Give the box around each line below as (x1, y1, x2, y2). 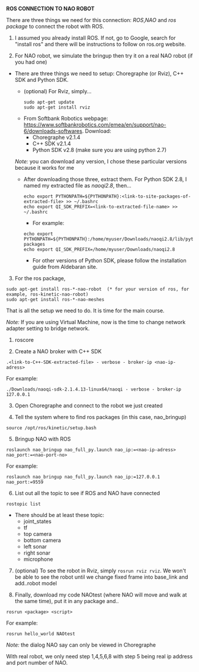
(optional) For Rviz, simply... (23, 88, 92, 94)
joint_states (23, 518, 52, 525)
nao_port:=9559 (6, 479, 44, 485)
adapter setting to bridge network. (6, 325, 90, 332)
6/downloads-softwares (23, 128, 83, 134)
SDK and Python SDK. (14, 77, 69, 83)
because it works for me (14, 164, 75, 171)
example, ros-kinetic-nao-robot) (6, 291, 89, 297)
